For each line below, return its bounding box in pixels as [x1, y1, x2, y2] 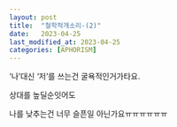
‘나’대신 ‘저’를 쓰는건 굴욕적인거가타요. [9, 71, 141, 82]
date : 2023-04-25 [9, 29, 81, 38]
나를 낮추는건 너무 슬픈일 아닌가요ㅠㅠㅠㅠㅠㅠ [9, 108, 168, 119]
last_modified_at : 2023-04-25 [9, 37, 121, 47]
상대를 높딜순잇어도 [9, 90, 76, 101]
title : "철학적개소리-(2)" [9, 21, 102, 30]
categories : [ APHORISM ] [9, 46, 97, 55]
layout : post [9, 12, 58, 22]
